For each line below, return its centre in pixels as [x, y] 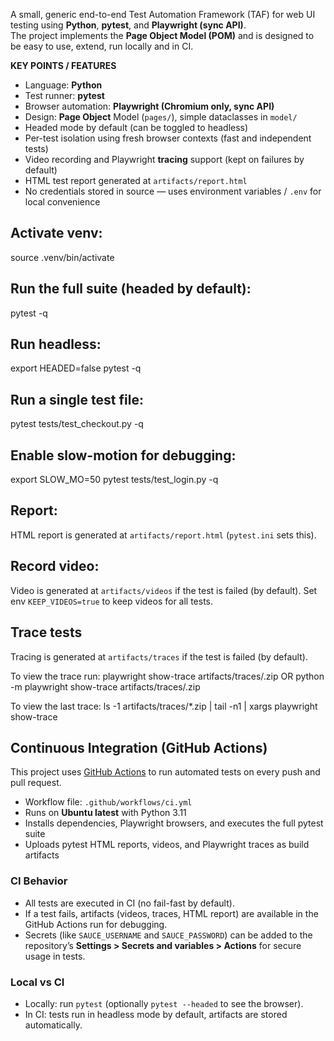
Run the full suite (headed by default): [131, 289]
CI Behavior [39, 881]
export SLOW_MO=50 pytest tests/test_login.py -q [114, 480]
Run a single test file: [77, 399]
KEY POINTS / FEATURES [63, 65]
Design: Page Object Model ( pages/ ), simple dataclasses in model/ [161, 117]
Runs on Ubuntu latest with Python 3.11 [105, 813]
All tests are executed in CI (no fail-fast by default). [129, 903]
